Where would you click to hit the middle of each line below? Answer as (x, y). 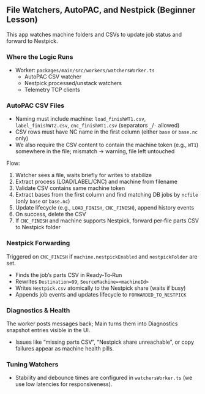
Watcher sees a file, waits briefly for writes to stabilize (83, 175)
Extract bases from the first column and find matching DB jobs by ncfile (106, 195)
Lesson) (22, 20)
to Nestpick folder (38, 227)
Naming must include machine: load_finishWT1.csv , (80, 119)
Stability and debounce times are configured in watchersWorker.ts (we (104, 378)
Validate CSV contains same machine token (70, 188)
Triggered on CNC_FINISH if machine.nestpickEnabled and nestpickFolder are (102, 256)
